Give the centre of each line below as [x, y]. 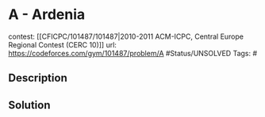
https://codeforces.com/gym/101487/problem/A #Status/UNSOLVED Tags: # [133, 53]
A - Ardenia [47, 15]
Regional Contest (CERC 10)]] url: [63, 44]
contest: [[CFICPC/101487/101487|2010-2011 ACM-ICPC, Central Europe [126, 36]
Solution [29, 105]
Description [38, 78]
